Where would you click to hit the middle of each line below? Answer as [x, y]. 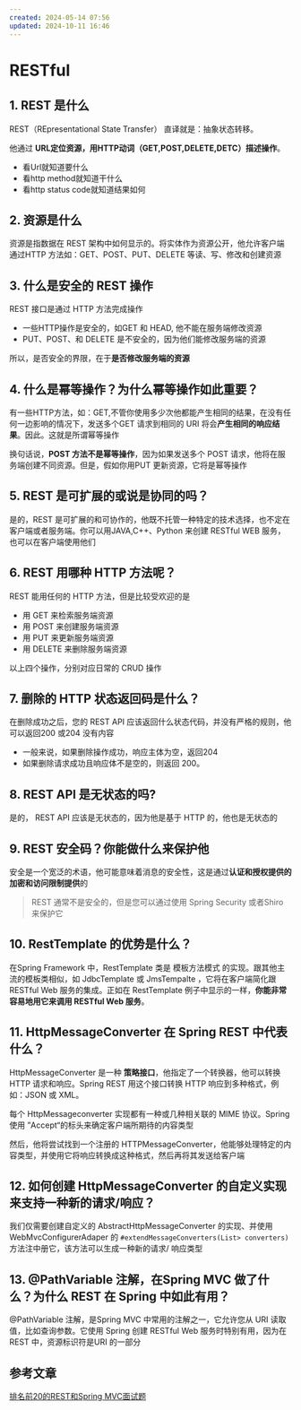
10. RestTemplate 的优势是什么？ [101, 944]
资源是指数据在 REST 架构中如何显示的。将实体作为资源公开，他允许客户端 [147, 244]
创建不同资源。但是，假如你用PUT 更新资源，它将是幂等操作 [136, 465]
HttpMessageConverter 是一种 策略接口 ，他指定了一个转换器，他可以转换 [145, 1072]
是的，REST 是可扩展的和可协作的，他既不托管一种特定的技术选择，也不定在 [150, 519]
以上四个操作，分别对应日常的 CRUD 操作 [86, 668]
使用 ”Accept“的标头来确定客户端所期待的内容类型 [102, 1125]
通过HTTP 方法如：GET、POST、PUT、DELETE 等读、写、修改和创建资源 [146, 255]
